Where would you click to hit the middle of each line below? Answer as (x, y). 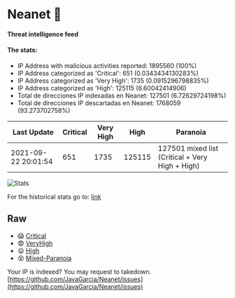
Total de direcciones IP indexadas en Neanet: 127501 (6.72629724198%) (122, 95)
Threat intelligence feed (43, 34)
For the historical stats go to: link (54, 196)
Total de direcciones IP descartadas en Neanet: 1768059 (99, 103)
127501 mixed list (188, 148)
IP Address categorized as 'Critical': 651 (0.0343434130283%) (108, 73)
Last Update (34, 132)
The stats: (22, 50)
